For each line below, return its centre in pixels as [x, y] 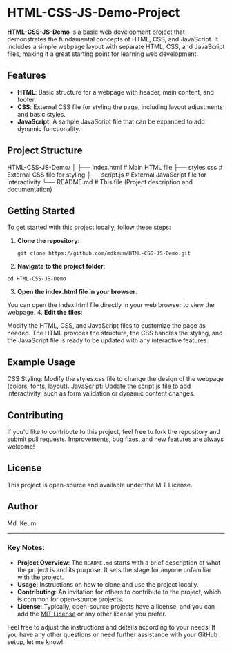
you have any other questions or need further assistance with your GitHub [113, 634]
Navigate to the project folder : [61, 266]
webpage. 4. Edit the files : [45, 313]
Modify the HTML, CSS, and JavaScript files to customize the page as [106, 326]
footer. [27, 99]
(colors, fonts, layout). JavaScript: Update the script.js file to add [99, 386]
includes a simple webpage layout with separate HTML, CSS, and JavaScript [116, 46]
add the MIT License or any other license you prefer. [92, 614]
